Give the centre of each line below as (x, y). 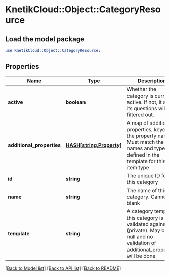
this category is (145, 218)
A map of (138, 123)
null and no (140, 236)
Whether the (142, 89)
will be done (141, 256)
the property (142, 136)
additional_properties (34, 145)
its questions (142, 108)
